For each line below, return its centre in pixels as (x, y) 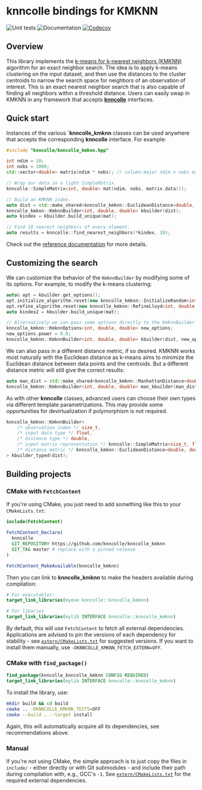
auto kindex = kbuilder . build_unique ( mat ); (62, 216)
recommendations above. (38, 732)
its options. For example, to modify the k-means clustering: (79, 284)
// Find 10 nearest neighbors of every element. (68, 227)
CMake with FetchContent (44, 491)
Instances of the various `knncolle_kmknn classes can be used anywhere (98, 133)
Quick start (28, 118)
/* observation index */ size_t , (59, 427)
